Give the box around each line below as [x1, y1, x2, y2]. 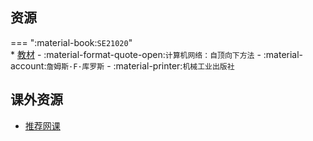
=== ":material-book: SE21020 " [10, 36, 133, 48]
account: [10, 59, 47, 72]
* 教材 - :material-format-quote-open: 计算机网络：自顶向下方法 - [10, 48, 262, 60]
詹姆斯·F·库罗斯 [46, 61, 105, 72]
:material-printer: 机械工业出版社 [113, 59, 235, 72]
